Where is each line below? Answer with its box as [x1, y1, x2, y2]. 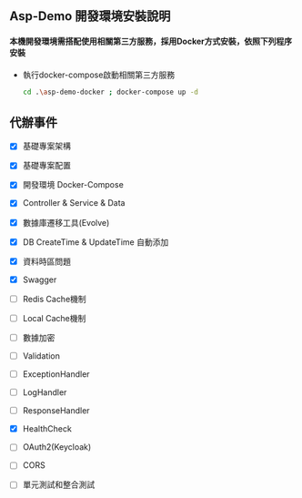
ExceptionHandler [22, 369, 90, 380]
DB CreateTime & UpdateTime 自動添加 [22, 236, 169, 248]
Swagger [22, 274, 57, 285]
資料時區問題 [22, 256, 71, 267]
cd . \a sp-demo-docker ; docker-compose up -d [22, 87, 198, 97]
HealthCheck [22, 423, 73, 434]
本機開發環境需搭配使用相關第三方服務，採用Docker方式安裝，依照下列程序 [9, 36, 293, 46]
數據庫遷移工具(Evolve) [22, 217, 110, 228]
